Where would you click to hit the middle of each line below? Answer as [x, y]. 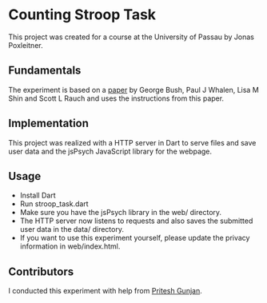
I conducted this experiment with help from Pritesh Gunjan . [105, 291]
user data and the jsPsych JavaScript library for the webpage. [110, 151]
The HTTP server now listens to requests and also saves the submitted [136, 221]
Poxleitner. [26, 45]
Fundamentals [45, 71]
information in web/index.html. [70, 246]
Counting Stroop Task [82, 15]
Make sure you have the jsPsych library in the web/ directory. [121, 213]
